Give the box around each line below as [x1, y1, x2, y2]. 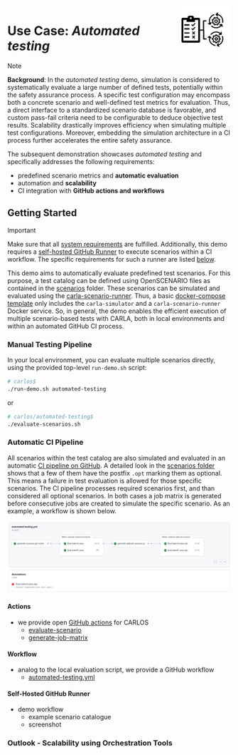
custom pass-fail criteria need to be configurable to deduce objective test [7, 113, 224, 122]
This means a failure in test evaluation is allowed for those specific [7, 476, 202, 485]
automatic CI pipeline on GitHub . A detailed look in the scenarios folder [7, 461, 215, 470]
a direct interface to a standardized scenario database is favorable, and [7, 106, 217, 114]
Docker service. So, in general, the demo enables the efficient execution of [7, 307, 227, 315]
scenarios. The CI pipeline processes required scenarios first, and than [7, 483, 215, 493]
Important [7, 226, 36, 235]
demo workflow [17, 705, 64, 714]
